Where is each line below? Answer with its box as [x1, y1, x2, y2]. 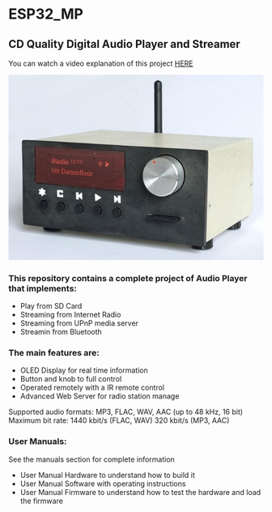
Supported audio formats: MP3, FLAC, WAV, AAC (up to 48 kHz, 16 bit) [8, 407, 244, 417]
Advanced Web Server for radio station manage [19, 391, 180, 401]
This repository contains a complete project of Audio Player [8, 272, 248, 284]
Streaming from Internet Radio [19, 309, 121, 320]
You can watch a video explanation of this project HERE [8, 58, 193, 68]
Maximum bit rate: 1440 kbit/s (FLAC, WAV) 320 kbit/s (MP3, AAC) [8, 416, 230, 425]
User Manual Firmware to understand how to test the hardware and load [19, 487, 261, 497]
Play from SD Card [19, 301, 83, 311]
